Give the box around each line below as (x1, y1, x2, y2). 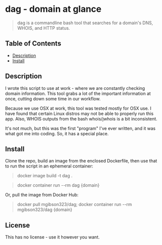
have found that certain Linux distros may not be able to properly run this (5, 110, 154, 117)
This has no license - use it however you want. (5, 234, 100, 240)
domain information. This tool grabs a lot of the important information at (5, 90, 151, 96)
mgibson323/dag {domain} (17, 206, 73, 213)
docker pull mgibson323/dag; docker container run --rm (17, 202, 132, 207)
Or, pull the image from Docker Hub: (5, 192, 79, 198)
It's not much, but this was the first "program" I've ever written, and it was (5, 125, 156, 131)
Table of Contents (5, 40, 62, 48)
